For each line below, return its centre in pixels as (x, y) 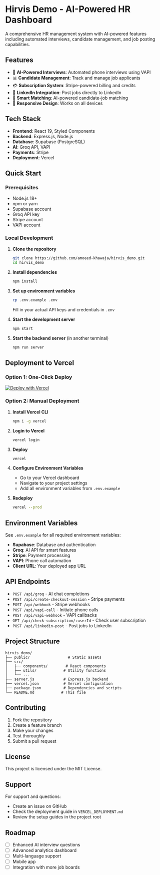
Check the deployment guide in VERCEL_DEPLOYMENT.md (68, 811)
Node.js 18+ (25, 198)
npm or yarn (25, 204)
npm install (25, 281)
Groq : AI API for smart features (44, 550)
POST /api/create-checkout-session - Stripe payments (68, 599)
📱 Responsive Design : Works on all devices (57, 103)
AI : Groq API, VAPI (31, 147)
